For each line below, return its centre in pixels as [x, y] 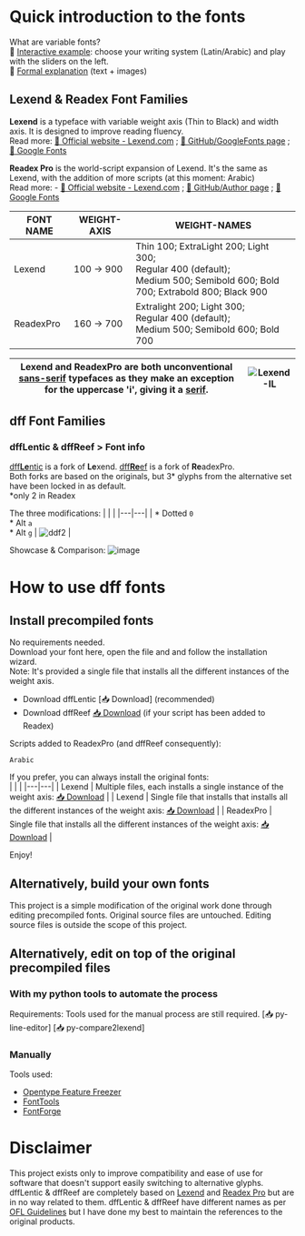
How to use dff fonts [88, 587]
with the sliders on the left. [59, 61]
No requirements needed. [57, 642]
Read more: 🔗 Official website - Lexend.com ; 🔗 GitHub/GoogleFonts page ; [150, 141]
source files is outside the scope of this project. [98, 925]
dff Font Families [58, 422]
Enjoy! [21, 855]
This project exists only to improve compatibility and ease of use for [136, 1173]
